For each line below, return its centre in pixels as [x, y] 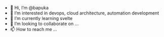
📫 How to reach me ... [33, 29]
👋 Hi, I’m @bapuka [29, 8]
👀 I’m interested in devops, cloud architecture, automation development [85, 13]
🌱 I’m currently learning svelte [41, 18]
